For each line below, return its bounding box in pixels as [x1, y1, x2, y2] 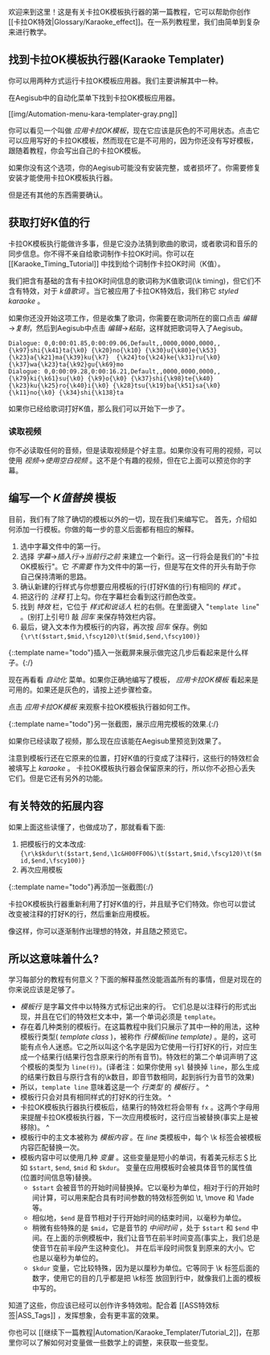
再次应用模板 [19, 864, 63, 875]
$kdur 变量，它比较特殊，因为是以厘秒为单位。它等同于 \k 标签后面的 [31, 1263, 260, 1273]
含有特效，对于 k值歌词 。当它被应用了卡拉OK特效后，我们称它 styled [8, 286, 239, 295]
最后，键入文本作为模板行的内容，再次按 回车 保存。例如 [19, 622, 207, 632]
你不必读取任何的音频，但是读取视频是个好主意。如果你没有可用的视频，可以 [8, 445, 262, 455]
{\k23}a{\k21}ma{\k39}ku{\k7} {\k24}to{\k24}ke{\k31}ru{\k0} [8, 353, 221, 361]
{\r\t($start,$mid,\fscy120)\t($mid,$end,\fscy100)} [19, 632, 201, 640]
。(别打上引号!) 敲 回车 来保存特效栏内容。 [19, 612, 161, 621]
